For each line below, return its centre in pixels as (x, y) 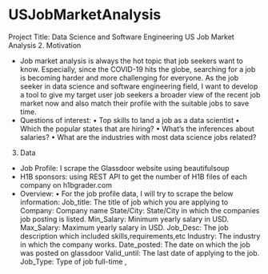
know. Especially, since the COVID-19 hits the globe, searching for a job (138, 69)
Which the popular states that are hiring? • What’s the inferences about (137, 129)
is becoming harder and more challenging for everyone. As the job (129, 77)
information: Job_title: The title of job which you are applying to (124, 202)
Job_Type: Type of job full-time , (73, 261)
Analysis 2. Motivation (45, 45)
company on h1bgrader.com (66, 185)
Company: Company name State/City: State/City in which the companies (140, 210)
